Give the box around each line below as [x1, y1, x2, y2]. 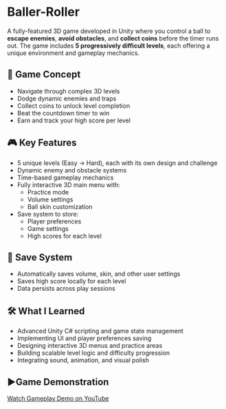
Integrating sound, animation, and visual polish [16, 356, 150, 364]
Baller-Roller [7, 4, 80, 20]
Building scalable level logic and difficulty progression [16, 349, 170, 357]
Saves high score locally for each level [16, 277, 126, 285]
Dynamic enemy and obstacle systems [16, 166, 127, 174]
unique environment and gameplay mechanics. [7, 49, 139, 57]
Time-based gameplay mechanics [16, 173, 114, 181]
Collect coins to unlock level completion [16, 101, 131, 110]
